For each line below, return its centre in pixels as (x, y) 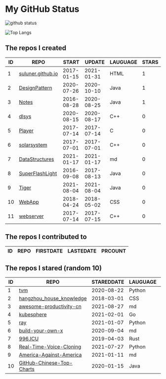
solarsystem (33, 145)
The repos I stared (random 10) (54, 268)
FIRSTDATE (49, 251)
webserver (31, 216)
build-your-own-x (41, 331)
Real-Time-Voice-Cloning (50, 347)
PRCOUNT (114, 251)
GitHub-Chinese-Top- (46, 363)
